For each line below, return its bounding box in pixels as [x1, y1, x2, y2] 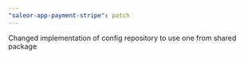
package [8, 41, 37, 51]
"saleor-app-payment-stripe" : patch [8, 11, 130, 20]
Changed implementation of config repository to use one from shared [8, 33, 237, 42]
